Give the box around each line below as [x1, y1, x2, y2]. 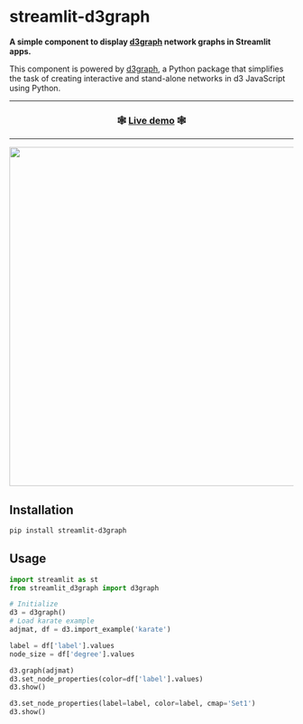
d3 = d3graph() [9, 608, 67, 617]
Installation [9, 502, 74, 517]
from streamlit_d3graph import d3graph [9, 583, 160, 593]
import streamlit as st [9, 575, 99, 584]
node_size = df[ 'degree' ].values [9, 649, 135, 659]
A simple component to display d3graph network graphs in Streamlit [9, 36, 271, 47]
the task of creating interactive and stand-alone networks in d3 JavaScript [9, 72, 286, 83]
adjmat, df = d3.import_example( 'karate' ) [9, 625, 171, 635]
